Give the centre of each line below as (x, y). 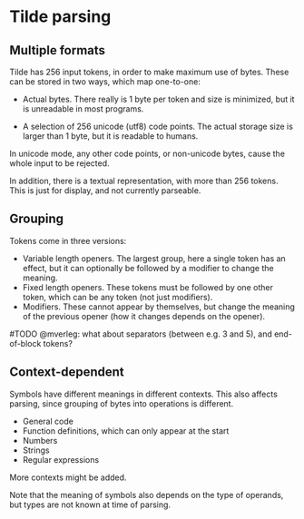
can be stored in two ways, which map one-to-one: (105, 82)
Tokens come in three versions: (68, 240)
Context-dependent (67, 372)
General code (48, 421)
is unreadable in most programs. (83, 109)
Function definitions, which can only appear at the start (126, 431)
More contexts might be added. (68, 477)
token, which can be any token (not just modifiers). (118, 297)
